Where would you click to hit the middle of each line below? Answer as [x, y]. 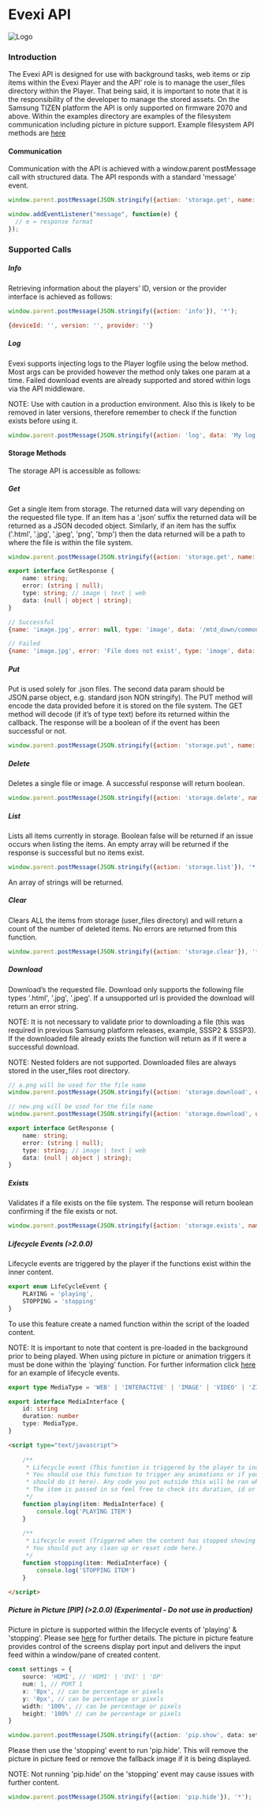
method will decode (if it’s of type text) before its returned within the [119, 715]
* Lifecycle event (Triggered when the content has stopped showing [141, 1541]
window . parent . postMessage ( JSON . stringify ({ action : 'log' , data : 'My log [132, 435]
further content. [34, 1783]
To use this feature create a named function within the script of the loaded [129, 1324]
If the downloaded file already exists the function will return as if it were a [127, 1038]
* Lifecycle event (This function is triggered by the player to [135, 1467]
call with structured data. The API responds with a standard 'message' [122, 177]
